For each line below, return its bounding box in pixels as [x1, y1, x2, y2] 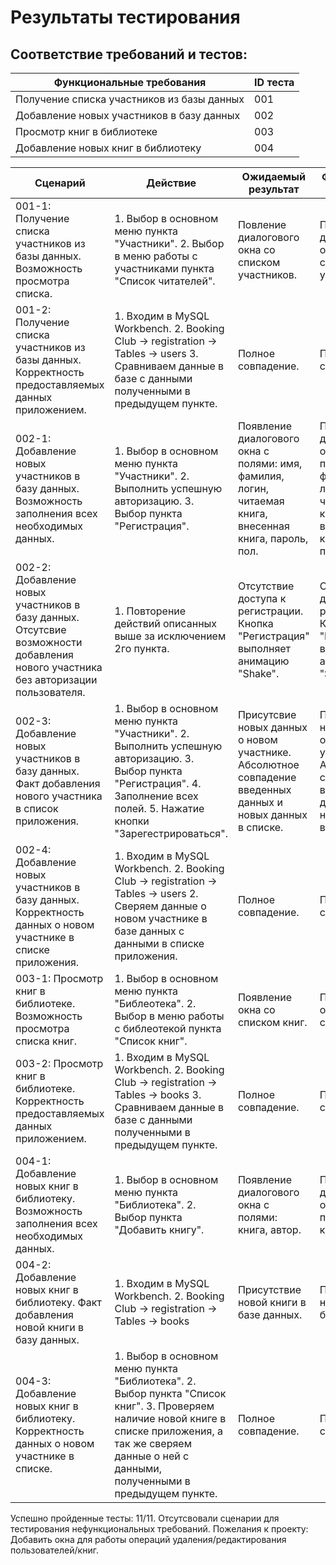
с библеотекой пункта [114, 1022, 222, 1035]
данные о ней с [114, 1449, 190, 1463]
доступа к [237, 592, 287, 605]
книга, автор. [237, 1223, 302, 1236]
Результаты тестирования [10, 6, 241, 29]
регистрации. [237, 604, 304, 618]
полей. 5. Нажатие [114, 802, 205, 815]
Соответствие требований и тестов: [10, 46, 248, 63]
